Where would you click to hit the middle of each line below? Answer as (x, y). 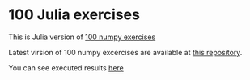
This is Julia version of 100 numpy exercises (82, 37)
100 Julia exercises (74, 15)
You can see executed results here (66, 68)
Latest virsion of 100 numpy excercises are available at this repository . (125, 52)
